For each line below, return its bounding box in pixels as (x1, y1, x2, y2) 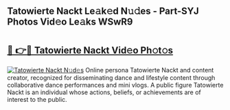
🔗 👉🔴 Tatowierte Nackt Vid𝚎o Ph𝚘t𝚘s (7, 44, 174, 56)
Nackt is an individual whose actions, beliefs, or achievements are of (7, 88, 201, 96)
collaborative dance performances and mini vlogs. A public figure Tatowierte (7, 81, 224, 89)
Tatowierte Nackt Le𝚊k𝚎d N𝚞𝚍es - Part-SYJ (7, 5, 199, 17)
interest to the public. (7, 96, 67, 103)
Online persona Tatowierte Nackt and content (85, 66, 214, 74)
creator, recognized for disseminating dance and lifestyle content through (7, 74, 216, 81)
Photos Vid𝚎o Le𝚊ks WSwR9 (7, 16, 133, 28)
